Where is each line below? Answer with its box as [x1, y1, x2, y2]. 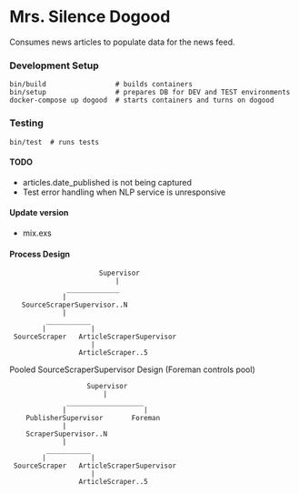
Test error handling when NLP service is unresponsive [22, 187, 226, 197]
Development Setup [9, 59, 99, 72]
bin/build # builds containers [9, 80, 194, 89]
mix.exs [22, 227, 53, 238]
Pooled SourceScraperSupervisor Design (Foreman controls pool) [9, 364, 256, 375]
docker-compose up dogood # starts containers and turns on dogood [9, 96, 274, 106]
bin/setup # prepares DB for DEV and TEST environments [9, 88, 291, 97]
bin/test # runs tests [9, 137, 100, 146]
